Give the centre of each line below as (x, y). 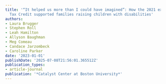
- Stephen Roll (21, 28)
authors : (14, 19)
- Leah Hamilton (22, 33)
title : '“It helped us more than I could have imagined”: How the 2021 (80, 10)
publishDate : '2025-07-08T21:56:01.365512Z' (52, 60)
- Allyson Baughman (25, 38)
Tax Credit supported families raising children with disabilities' (82, 14)
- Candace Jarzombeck (27, 46)
